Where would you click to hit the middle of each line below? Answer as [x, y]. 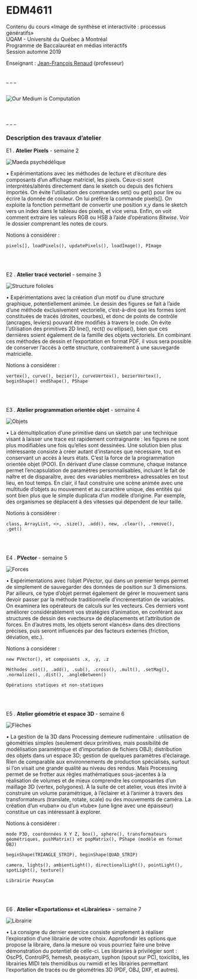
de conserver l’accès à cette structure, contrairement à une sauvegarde [93, 348]
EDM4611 [29, 10]
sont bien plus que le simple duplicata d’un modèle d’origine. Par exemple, [96, 496]
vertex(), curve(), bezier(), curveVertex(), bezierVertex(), [84, 376]
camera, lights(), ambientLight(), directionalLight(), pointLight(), [94, 865]
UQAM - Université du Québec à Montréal [57, 39]
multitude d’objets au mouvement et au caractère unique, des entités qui [94, 489]
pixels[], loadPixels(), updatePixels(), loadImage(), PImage [84, 246]
